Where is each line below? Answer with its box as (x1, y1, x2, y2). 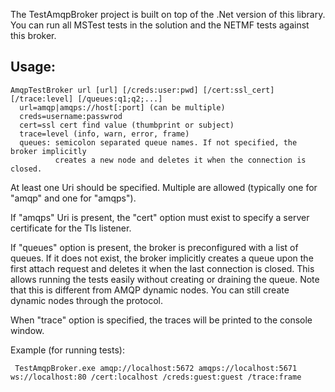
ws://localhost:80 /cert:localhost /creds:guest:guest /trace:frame (10, 372, 302, 382)
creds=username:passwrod (19, 111, 123, 121)
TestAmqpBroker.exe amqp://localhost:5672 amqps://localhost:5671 (14, 363, 298, 373)
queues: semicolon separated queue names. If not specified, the (19, 137, 298, 148)
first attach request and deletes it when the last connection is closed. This (10, 262, 315, 274)
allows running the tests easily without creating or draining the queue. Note (10, 273, 320, 285)
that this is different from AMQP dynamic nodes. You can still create (10, 284, 290, 296)
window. (10, 324, 45, 336)
